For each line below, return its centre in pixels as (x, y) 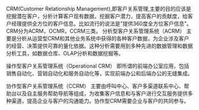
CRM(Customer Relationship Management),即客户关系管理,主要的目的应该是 (99, 9)
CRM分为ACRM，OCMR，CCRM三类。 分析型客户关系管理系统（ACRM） (96, 31)
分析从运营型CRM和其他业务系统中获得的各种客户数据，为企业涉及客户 (103, 38)
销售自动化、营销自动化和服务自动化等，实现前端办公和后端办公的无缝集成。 (99, 73)
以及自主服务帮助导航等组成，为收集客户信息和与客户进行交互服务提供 (102, 93)
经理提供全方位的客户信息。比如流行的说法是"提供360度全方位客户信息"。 (102, 23)
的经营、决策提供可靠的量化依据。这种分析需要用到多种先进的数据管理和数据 (99, 46)
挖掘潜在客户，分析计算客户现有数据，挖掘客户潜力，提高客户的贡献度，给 (97, 16)
